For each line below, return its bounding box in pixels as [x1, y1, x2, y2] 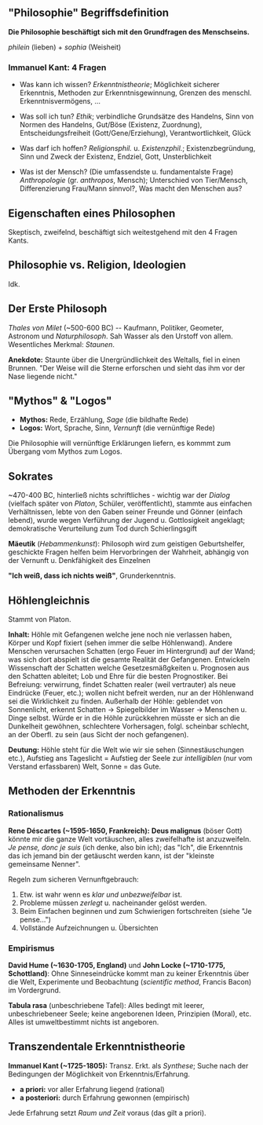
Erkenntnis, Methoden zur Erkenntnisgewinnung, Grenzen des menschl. [19, 88, 252, 97]
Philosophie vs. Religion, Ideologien [8, 258, 187, 272]
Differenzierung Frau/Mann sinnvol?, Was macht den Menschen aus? [19, 184, 243, 193]
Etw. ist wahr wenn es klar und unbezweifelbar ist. [19, 889, 183, 899]
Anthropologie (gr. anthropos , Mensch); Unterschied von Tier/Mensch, [19, 176, 248, 185]
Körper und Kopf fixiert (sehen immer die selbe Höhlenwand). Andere [8, 637, 233, 647]
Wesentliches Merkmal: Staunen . [8, 339, 115, 349]
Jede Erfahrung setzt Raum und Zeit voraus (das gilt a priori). [8, 1108, 206, 1117]
